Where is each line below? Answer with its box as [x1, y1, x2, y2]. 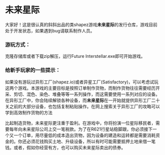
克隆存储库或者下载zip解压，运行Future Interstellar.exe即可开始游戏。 [5, 53, 146, 59]
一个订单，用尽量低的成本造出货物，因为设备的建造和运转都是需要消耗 [13, 132, 156, 138]
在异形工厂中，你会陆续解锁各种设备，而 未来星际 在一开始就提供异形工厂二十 [5, 97, 160, 103]
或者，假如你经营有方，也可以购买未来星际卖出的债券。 [13, 144, 126, 150]
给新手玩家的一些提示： [5, 67, 60, 74]
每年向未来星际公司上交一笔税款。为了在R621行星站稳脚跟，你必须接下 [9, 126, 153, 132]
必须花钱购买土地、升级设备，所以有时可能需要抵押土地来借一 [26, 138, 151, 144]
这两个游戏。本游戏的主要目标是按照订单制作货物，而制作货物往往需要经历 [5, 85, 156, 91]
